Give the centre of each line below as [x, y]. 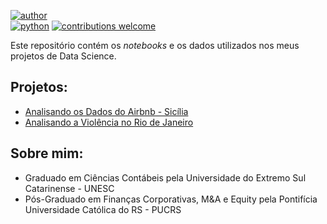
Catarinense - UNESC [69, 188]
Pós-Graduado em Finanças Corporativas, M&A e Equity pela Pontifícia [171, 199]
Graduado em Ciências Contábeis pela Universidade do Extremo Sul [165, 177]
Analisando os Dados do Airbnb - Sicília [106, 111]
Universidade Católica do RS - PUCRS [103, 209]
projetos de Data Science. [63, 56]
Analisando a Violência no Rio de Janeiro [109, 122]
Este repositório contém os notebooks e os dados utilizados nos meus [155, 45]
